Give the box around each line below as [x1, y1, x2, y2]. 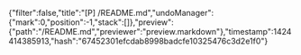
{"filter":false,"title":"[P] [8, 8, 96, 18]
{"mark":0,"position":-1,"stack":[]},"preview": [8, 17, 175, 27]
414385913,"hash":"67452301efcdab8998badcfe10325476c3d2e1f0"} [8, 35, 269, 46]
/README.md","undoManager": [97, 8, 214, 18]
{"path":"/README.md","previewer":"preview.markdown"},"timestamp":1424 [8, 27, 292, 36]
